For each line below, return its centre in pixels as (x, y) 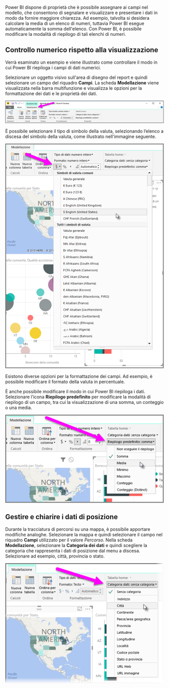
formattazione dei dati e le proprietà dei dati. (51, 94)
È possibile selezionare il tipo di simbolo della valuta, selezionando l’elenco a (84, 131)
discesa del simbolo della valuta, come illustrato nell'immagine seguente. (81, 136)
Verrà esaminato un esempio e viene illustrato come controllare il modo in (81, 62)
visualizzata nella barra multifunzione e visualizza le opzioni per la (74, 88)
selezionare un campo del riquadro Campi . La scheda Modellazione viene (82, 82)
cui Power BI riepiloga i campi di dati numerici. (53, 67)
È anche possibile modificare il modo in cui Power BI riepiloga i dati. (75, 391)
